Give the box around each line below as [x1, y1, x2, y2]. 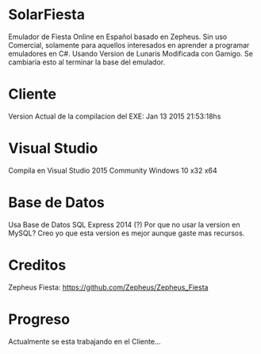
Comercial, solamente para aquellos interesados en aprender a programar [8, 40, 250, 49]
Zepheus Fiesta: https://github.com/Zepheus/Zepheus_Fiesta [8, 282, 209, 292]
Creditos [8, 256, 67, 274]
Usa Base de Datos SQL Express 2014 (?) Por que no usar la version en [8, 220, 240, 229]
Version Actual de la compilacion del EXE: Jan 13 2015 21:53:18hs [8, 111, 221, 121]
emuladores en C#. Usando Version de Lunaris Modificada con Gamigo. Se [8, 49, 254, 58]
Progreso [8, 310, 70, 328]
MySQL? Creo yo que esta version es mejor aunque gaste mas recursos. [8, 228, 245, 238]
